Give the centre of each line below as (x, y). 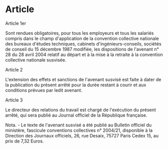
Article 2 (14, 70)
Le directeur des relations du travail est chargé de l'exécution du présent (81, 110)
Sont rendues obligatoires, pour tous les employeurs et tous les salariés (79, 33)
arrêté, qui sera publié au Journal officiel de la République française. (76, 115)
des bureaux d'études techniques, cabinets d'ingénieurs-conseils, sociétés (83, 43)
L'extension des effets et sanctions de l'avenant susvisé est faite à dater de (83, 79)
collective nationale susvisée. (36, 60)
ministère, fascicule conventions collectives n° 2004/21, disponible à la (79, 130)
